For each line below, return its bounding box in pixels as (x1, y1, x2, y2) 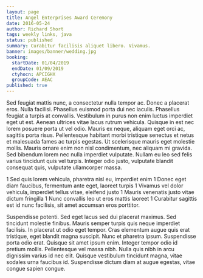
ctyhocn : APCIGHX (12, 71, 56, 77)
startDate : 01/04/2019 (12, 60, 69, 66)
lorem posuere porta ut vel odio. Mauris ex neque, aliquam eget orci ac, (6, 125, 185, 132)
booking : (6, 54, 29, 60)
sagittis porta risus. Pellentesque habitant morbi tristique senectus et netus (6, 131, 194, 139)
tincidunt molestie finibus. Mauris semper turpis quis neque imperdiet (6, 220, 181, 227)
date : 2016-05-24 (6, 20, 50, 26)
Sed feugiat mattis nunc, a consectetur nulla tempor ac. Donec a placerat (6, 99, 190, 106)
